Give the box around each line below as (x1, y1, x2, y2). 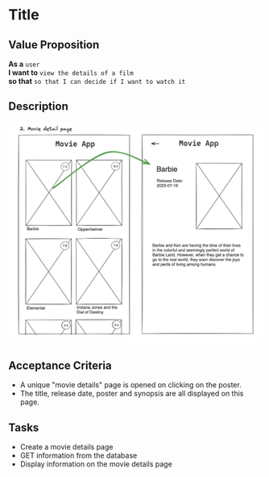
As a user (8, 59, 40, 69)
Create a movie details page (19, 441, 114, 451)
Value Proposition (8, 38, 100, 52)
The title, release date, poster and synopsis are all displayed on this (19, 389, 244, 399)
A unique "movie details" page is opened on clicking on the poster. (19, 380, 242, 390)
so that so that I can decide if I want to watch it (8, 77, 186, 86)
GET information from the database (19, 450, 138, 460)
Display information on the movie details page (19, 458, 173, 469)
